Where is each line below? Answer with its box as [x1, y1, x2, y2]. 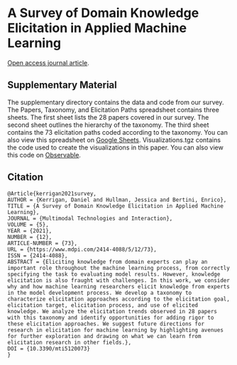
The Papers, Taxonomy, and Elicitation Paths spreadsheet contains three [7, 105, 220, 114]
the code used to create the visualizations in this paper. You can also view [7, 143, 224, 152]
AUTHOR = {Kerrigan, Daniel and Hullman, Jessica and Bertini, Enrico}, [7, 196, 227, 203]
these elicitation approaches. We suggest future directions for [7, 320, 204, 327]
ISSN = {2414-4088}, [7, 252, 69, 259]
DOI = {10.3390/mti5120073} [7, 345, 91, 352]
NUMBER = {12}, [7, 233, 53, 240]
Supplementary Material [7, 79, 117, 91]
